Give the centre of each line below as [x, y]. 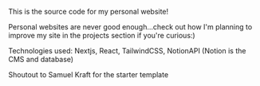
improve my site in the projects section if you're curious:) [102, 35]
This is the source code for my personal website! [89, 12]
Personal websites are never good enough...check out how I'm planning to [130, 27]
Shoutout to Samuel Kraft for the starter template [89, 74]
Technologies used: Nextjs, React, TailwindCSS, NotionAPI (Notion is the [127, 51]
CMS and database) [41, 59]
